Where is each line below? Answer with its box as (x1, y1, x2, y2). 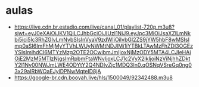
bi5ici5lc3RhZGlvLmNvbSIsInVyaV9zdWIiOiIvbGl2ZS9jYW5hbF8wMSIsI (14, 36, 190, 43)
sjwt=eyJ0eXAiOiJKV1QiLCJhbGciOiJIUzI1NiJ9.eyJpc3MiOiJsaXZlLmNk (14, 29, 191, 36)
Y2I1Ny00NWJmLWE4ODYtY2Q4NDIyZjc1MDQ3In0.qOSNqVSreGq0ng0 (14, 61, 192, 69)
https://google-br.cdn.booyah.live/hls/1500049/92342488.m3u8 (14, 74, 173, 81)
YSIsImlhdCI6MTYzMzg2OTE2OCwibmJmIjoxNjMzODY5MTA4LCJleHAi (14, 48, 191, 55)
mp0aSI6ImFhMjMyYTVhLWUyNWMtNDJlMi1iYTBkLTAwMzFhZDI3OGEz (14, 42, 193, 49)
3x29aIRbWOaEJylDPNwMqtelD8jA (14, 67, 101, 74)
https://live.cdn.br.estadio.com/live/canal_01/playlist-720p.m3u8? (14, 23, 175, 30)
